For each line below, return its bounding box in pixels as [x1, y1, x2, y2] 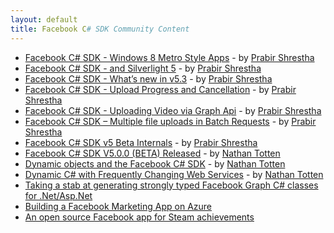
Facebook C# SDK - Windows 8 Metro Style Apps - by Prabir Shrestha [24, 51, 315, 63]
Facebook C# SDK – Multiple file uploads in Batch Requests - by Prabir [24, 115, 317, 127]
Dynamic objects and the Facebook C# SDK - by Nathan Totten [24, 157, 286, 170]
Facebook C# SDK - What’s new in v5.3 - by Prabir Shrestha [24, 72, 273, 85]
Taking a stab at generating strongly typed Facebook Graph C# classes [24, 179, 319, 191]
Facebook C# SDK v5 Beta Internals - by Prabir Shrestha [24, 136, 258, 148]
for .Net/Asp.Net [24, 189, 93, 201]
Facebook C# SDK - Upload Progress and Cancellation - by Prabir [24, 83, 297, 95]
